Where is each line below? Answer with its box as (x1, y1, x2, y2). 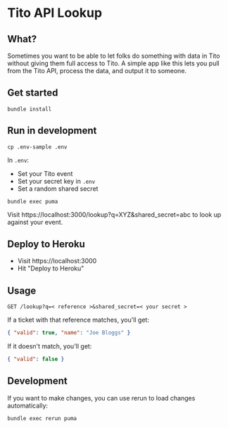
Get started (7, 87, 58, 99)
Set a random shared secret (17, 184, 99, 193)
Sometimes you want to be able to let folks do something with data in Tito (7, 51, 220, 60)
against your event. (7, 218, 63, 226)
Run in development (7, 125, 97, 137)
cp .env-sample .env (7, 143, 68, 151)
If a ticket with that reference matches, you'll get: (7, 315, 150, 325)
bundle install (7, 106, 52, 113)
